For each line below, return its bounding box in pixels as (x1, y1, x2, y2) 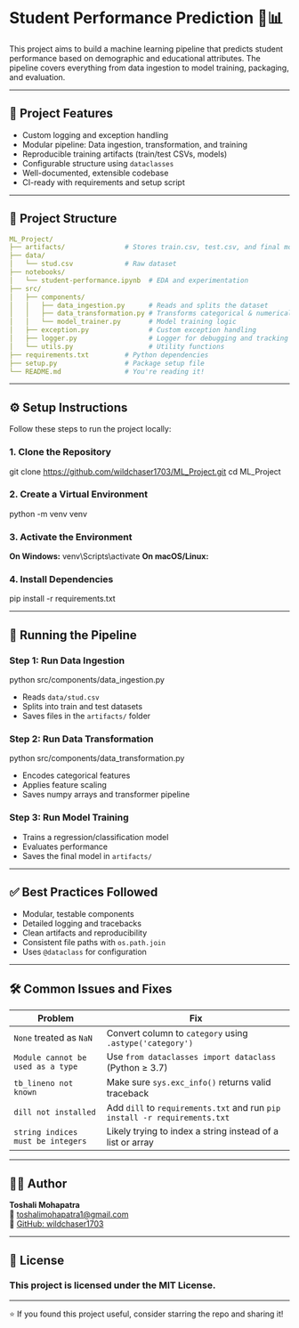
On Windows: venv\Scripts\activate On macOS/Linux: (9, 551, 209, 562)
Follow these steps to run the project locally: (9, 424, 172, 434)
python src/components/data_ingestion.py (9, 675, 165, 685)
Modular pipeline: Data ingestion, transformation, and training (21, 139, 247, 150)
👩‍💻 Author (9, 1176, 68, 1191)
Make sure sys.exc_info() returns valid (106, 1076, 271, 1089)
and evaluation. (9, 71, 66, 82)
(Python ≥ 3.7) (106, 1062, 168, 1074)
